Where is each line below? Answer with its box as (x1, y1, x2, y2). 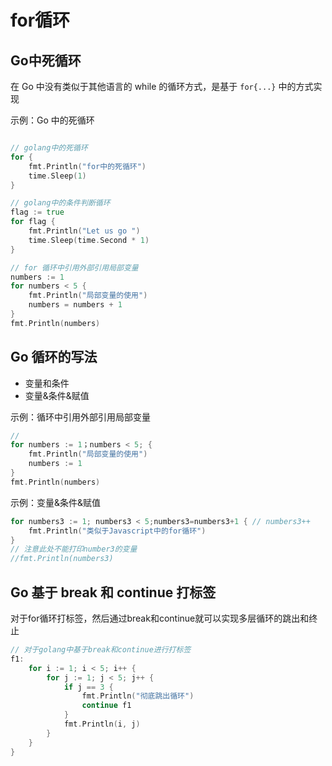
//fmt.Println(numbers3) (10, 554, 114, 564)
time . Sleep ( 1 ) (28, 171, 87, 181)
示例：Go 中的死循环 (10, 114, 95, 126)
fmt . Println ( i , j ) (63, 719, 141, 729)
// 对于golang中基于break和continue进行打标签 (10, 645, 192, 655)
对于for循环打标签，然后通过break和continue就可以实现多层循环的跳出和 (10, 612, 310, 624)
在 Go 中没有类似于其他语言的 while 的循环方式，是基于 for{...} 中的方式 (10, 81, 314, 92)
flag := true (10, 207, 65, 218)
